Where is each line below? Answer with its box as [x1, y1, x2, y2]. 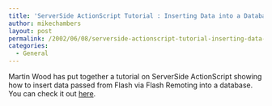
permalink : [8, 34, 45, 43]
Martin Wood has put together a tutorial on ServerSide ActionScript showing [8, 72, 262, 81]
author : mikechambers [8, 19, 82, 28]
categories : [8, 42, 49, 50]
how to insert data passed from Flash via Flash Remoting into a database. [8, 80, 253, 90]
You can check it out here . [8, 89, 96, 98]
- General [15, 49, 49, 57]
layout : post [8, 27, 53, 35]
